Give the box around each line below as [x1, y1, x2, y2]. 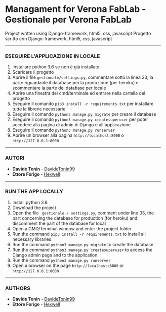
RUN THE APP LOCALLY [5, 188, 63, 195]
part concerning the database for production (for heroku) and [12, 215, 137, 221]
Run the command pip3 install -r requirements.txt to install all [12, 231, 146, 237]
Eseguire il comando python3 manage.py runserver [12, 127, 115, 133]
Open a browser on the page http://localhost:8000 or [12, 262, 124, 268]
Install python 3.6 [12, 199, 48, 205]
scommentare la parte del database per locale [12, 85, 106, 91]
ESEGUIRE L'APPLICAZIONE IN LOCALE [5, 52, 100, 59]
